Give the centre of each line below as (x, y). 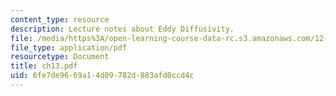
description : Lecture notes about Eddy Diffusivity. (122, 29)
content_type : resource (60, 19)
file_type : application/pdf (69, 47)
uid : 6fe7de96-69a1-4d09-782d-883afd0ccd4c (102, 76)
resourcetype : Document (60, 57)
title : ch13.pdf (44, 66)
